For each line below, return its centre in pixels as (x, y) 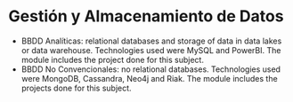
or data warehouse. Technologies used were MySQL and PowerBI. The (151, 50)
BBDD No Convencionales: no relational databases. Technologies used (151, 69)
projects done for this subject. (76, 88)
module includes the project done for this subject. (112, 59)
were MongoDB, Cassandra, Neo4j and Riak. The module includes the (149, 78)
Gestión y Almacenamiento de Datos (146, 16)
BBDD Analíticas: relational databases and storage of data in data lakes (151, 41)
